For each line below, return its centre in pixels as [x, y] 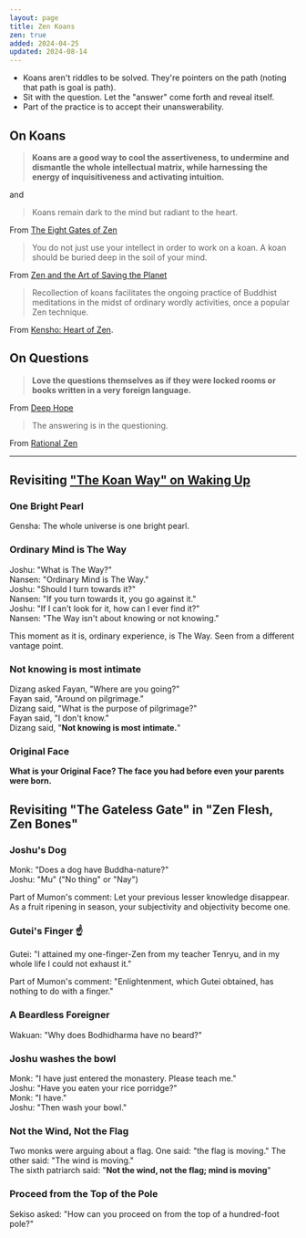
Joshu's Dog [38, 849]
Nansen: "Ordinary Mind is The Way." [79, 579]
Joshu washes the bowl [63, 1058]
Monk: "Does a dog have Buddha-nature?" [89, 870]
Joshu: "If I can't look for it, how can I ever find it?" [105, 609]
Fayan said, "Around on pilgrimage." [76, 699]
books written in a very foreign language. [111, 390]
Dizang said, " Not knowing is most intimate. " [95, 728]
